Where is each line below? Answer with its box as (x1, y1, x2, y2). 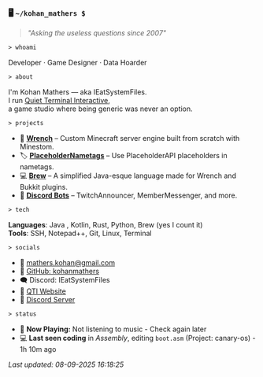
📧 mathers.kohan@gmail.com (19, 257, 116, 267)
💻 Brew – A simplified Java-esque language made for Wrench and (19, 171, 236, 180)
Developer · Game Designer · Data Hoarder (8, 58, 147, 68)
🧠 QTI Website (19, 286, 67, 296)
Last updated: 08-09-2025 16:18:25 (8, 360, 124, 369)
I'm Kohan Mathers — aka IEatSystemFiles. (8, 87, 147, 97)
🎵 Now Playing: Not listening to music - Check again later (19, 324, 207, 334)
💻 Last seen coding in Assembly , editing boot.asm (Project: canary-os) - (19, 333, 256, 342)
